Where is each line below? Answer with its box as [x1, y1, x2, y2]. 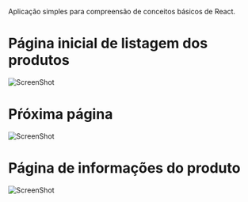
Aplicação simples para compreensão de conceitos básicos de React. [8, 7, 236, 16]
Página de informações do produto [8, 159, 241, 177]
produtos [8, 51, 70, 70]
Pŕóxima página [8, 105, 113, 124]
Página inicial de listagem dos [8, 35, 208, 52]
